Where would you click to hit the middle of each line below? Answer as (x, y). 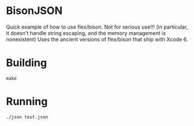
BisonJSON (34, 11)
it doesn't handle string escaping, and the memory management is (86, 33)
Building (27, 63)
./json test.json (27, 117)
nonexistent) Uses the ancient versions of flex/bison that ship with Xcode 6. (97, 39)
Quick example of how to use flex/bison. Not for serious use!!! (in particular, (97, 27)
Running (27, 102)
